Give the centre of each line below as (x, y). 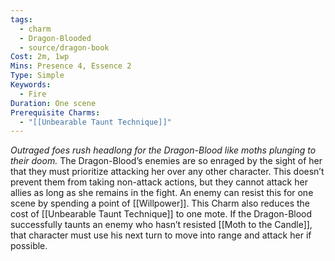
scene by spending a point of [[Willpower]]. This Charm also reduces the (160, 203)
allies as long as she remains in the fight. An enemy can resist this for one (162, 193)
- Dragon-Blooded (55, 38)
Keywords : (31, 85)
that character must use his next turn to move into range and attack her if (161, 235)
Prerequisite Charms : (55, 112)
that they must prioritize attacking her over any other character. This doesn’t (167, 172)
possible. (29, 246)
